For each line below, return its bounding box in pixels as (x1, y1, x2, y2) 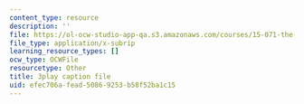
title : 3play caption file (9, 72, 111, 81)
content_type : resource (9, 13, 100, 23)
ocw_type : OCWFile (9, 55, 79, 64)
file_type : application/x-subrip (9, 38, 136, 48)
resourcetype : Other (9, 64, 88, 73)
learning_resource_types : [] (9, 47, 119, 56)
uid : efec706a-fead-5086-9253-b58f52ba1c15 (9, 80, 176, 90)
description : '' (9, 22, 71, 31)
